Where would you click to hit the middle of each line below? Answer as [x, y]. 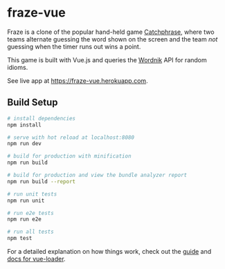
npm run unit [26, 201]
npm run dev [24, 144]
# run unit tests [32, 194]
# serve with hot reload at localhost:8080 [71, 137]
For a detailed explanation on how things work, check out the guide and [109, 251]
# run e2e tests [30, 213]
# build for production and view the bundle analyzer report [97, 175]
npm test [20, 239]
